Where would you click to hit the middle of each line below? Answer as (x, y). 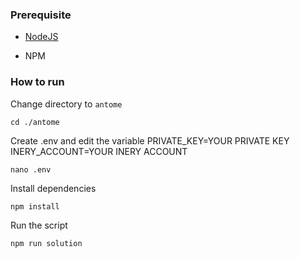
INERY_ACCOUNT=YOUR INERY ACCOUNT (99, 151)
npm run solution (46, 243)
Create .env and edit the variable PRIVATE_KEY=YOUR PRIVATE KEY (150, 140)
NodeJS (41, 37)
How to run (37, 82)
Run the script (39, 225)
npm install (35, 206)
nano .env (31, 169)
